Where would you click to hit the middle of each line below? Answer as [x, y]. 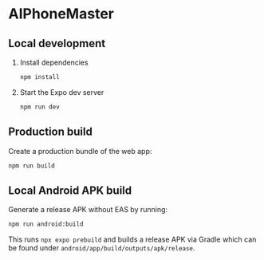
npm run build [32, 165]
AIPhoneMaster [61, 14]
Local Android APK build [70, 190]
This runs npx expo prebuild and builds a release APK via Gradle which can [132, 239]
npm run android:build [46, 224]
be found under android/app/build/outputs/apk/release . [102, 248]
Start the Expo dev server [62, 92]
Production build [51, 132]
